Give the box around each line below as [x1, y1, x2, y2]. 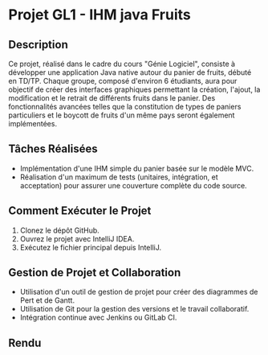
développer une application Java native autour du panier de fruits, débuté [8, 68, 252, 77]
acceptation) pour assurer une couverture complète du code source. [19, 180, 247, 190]
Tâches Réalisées [8, 142, 98, 156]
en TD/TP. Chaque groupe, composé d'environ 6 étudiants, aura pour [8, 76, 238, 85]
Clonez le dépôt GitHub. [19, 225, 100, 235]
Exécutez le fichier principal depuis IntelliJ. [19, 242, 162, 252]
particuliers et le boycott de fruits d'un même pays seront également [8, 110, 235, 120]
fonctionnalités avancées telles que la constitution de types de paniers [8, 102, 242, 111]
